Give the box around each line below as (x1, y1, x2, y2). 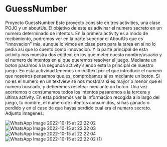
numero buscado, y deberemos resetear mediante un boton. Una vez (5, 83, 148, 89)
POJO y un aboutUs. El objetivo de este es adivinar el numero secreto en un (5, 25, 162, 31)
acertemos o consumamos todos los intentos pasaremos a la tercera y (5, 89, 150, 95)
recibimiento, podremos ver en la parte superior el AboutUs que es (5, 36, 143, 42)
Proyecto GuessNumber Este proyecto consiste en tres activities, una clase (5, 20, 160, 26)
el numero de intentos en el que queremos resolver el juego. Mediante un (5, 57, 156, 63)
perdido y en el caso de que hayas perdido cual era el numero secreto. (5, 105, 151, 111)
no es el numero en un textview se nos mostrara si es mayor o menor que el (5, 78, 162, 84)
